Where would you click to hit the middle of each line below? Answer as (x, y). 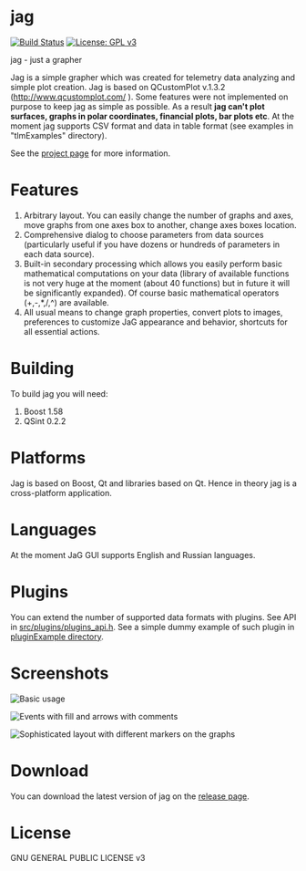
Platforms (48, 458)
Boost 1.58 (43, 411)
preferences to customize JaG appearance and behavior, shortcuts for (155, 322)
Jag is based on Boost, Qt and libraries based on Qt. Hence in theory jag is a (153, 483)
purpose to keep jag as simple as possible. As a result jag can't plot (138, 106)
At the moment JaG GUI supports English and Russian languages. (133, 555)
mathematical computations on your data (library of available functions (156, 273)
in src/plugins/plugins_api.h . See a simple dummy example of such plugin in (153, 627)
